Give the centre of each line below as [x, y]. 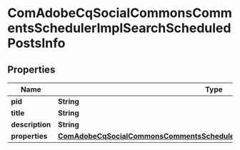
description [31, 124]
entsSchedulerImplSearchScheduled [119, 28]
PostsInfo [36, 43]
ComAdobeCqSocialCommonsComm [120, 13]
